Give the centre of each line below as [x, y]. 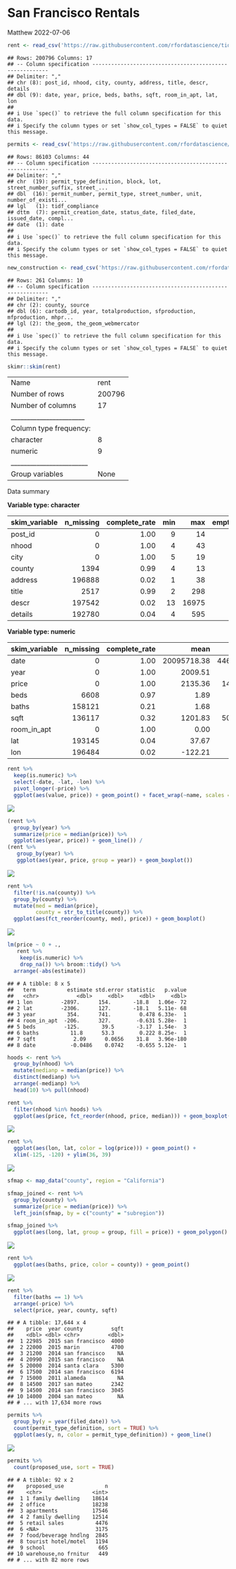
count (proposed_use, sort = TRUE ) [64, 1467]
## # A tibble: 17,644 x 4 [47, 1323]
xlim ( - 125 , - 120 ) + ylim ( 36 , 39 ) [63, 1155]
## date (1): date [36, 224]
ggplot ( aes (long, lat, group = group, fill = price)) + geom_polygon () [121, 1232]
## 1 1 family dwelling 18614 [58, 1498]
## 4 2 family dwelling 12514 [58, 1517]
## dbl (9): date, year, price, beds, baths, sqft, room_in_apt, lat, [113, 95]
